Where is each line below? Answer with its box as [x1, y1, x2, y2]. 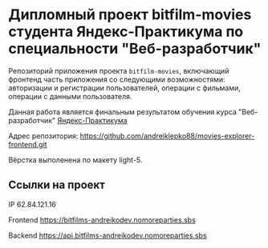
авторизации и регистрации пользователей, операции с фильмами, [8, 82, 241, 93]
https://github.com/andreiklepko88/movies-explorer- [79, 130, 255, 141]
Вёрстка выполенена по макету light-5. [8, 154, 143, 165]
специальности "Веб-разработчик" [8, 40, 262, 58]
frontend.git [8, 139, 47, 149]
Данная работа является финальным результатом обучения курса [8, 106, 237, 117]
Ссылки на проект [8, 178, 106, 192]
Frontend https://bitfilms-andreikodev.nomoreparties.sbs [8, 214, 197, 225]
